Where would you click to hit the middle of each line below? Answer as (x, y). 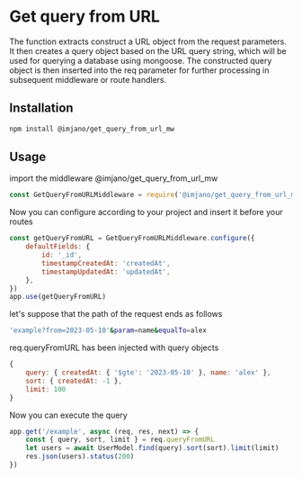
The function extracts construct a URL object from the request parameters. (148, 41)
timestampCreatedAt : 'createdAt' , (106, 263)
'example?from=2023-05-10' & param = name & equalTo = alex (108, 330)
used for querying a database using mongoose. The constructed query (141, 60)
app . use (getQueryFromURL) (58, 297)
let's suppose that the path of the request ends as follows (116, 314)
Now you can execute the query (68, 415)
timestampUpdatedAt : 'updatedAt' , (106, 272)
